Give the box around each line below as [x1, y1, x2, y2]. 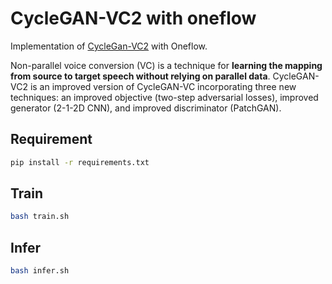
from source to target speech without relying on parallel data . [10, 70, 271, 82]
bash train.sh [10, 212, 70, 222]
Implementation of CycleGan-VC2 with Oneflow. [10, 40, 208, 52]
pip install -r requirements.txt [10, 157, 150, 167]
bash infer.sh [10, 266, 70, 276]
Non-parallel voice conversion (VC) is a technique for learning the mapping [10, 59, 323, 71]
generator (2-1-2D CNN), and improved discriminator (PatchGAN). [10, 102, 282, 114]
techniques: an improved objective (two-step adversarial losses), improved [10, 91, 319, 103]
